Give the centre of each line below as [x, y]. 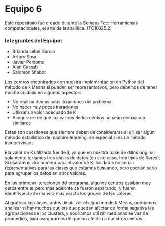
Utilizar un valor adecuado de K [44, 112]
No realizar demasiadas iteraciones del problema [62, 102]
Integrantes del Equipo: [34, 40]
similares [21, 123]
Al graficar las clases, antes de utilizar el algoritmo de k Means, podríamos [81, 203]
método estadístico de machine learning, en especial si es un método [76, 138]
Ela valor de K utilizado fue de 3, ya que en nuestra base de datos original [80, 152]
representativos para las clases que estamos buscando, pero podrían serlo [81, 168]
